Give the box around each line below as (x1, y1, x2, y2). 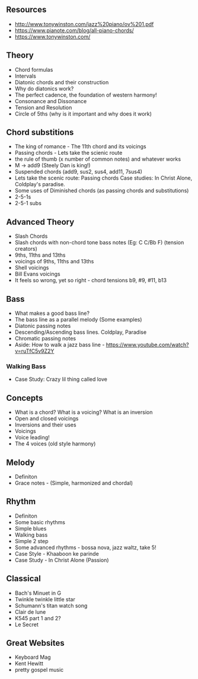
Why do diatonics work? (14, 85, 74, 92)
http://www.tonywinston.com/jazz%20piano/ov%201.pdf (14, 20, 154, 27)
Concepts (6, 393, 43, 403)
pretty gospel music (14, 667, 64, 674)
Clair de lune (14, 608, 46, 616)
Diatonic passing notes (14, 323, 71, 330)
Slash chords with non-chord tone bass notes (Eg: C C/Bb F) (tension (14, 239, 184, 246)
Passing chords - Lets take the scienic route (14, 149, 123, 157)
